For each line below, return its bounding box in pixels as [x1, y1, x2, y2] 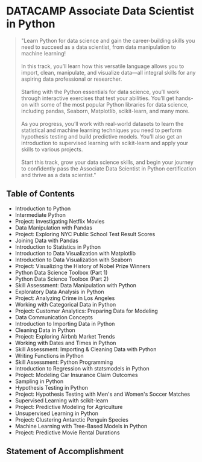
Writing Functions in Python [14, 352, 84, 359]
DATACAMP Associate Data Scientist [6, 4, 194, 18]
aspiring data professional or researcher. [21, 75, 122, 83]
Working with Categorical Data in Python [14, 301, 116, 308]
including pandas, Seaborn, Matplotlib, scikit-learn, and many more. [21, 107, 190, 114]
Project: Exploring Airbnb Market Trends [14, 332, 115, 340]
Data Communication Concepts [14, 313, 93, 320]
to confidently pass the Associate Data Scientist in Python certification [21, 164, 197, 172]
